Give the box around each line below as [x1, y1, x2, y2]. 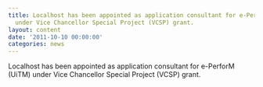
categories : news [8, 40, 65, 48]
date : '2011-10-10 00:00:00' [8, 33, 103, 41]
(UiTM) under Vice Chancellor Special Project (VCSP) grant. [8, 70, 201, 79]
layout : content [8, 26, 61, 33]
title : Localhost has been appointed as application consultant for [8, 11, 236, 19]
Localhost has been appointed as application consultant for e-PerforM [8, 61, 235, 71]
